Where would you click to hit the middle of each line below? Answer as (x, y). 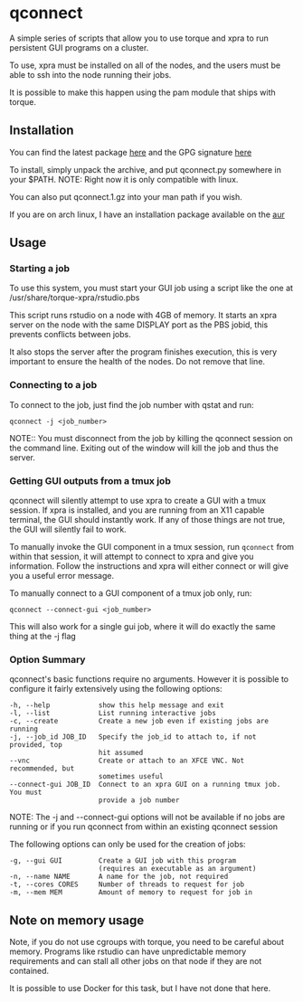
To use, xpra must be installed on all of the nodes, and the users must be (145, 65)
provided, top (36, 745)
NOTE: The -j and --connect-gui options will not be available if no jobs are (147, 818)
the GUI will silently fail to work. (68, 529)
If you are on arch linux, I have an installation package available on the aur (147, 214)
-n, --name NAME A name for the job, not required (119, 877)
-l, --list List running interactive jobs (113, 714)
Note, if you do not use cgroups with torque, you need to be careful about (147, 942)
